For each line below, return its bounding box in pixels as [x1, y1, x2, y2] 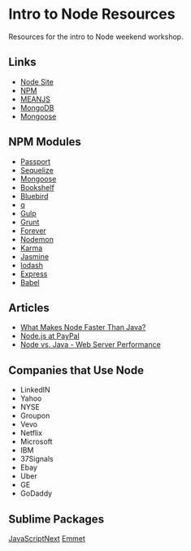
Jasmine [20, 251, 50, 261]
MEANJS [20, 94, 51, 104]
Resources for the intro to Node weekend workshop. [8, 32, 184, 41]
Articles [8, 301, 50, 315]
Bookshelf [20, 182, 54, 192]
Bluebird [20, 191, 49, 201]
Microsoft [20, 436, 53, 447]
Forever [20, 225, 46, 236]
